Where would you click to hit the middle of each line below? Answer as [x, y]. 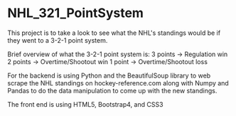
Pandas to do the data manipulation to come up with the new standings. [112, 90]
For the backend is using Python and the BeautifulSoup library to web [109, 75]
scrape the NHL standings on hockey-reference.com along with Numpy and [118, 83]
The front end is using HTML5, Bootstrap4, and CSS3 [85, 104]
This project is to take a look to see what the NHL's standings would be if [114, 33]
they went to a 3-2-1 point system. [58, 40]
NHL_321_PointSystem [76, 13]
